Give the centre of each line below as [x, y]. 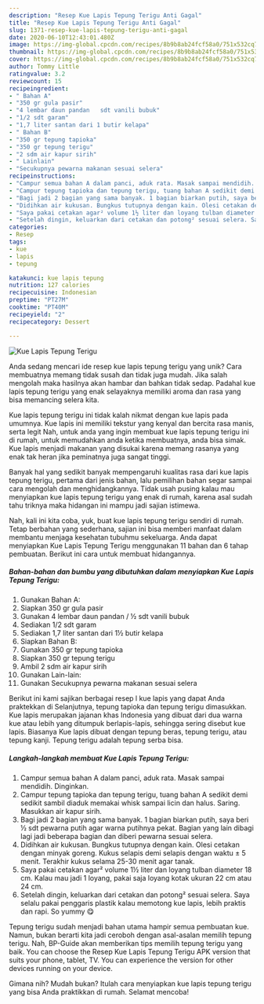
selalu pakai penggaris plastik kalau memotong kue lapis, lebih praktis [133, 903]
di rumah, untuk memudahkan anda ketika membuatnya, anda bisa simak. [127, 440]
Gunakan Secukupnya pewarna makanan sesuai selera [109, 683]
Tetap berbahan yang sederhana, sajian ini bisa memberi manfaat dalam [125, 529]
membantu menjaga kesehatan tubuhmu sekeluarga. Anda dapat [113, 537]
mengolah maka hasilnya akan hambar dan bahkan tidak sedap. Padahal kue [132, 383]
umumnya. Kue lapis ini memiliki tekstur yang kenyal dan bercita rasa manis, [132, 423]
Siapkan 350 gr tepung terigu [68, 658]
